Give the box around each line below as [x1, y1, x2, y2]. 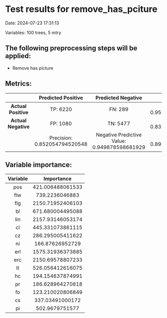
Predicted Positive [39, 94, 83, 101]
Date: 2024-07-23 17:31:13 [5, 20, 60, 26]
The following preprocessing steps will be [5, 44, 138, 53]
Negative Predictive [96, 131, 142, 138]
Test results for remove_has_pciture [5, 3, 158, 15]
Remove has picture [12, 65, 54, 71]
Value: [111, 137, 126, 144]
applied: [5, 52, 31, 60]
